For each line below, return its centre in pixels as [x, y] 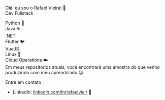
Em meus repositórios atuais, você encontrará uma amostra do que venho [82, 67]
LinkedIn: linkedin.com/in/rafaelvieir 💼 [52, 92]
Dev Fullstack [20, 13]
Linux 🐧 [13, 54]
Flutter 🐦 [15, 41]
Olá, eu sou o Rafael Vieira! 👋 [36, 8]
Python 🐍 [15, 23]
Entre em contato [23, 82]
